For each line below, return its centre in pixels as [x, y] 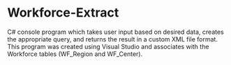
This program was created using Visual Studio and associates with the [108, 46]
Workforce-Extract [63, 13]
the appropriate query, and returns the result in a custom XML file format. [113, 39]
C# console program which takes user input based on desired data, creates [116, 32]
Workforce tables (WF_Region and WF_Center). [75, 54]
